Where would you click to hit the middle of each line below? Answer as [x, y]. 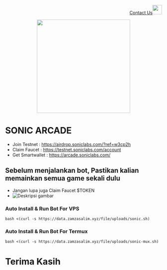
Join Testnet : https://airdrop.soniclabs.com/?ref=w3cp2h [71, 144]
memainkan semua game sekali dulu [63, 179]
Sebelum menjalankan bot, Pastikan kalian [72, 171]
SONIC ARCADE [39, 131]
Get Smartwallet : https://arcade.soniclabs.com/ [61, 155]
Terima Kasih [33, 261]
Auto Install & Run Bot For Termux [46, 231]
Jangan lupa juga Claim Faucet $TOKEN [53, 190]
